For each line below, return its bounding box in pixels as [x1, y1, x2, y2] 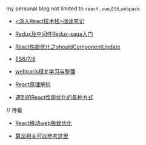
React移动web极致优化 [15, 119, 73, 126]
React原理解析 [15, 81, 51, 88]
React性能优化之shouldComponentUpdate [15, 43, 121, 50]
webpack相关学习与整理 [15, 67, 76, 75]
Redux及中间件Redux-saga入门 [15, 30, 93, 38]
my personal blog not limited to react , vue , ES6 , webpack [6, 5, 141, 12]
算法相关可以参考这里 [15, 132, 68, 140]
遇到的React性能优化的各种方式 [15, 93, 94, 101]
